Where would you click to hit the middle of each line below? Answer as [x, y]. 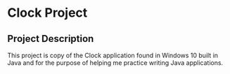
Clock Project [47, 13]
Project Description [51, 39]
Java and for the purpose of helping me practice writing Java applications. [115, 63]
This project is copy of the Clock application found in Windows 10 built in [113, 55]
